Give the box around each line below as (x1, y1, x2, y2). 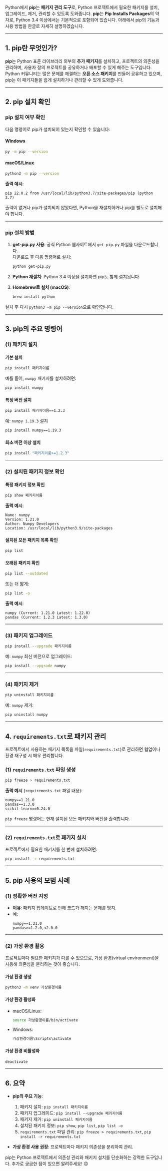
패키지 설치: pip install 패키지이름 (19, 1104, 88, 1110)
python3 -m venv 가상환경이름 (5, 985, 62, 990)
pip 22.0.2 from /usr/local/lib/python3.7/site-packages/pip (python (5, 191, 153, 196)
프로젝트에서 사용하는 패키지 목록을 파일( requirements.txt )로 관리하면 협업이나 (5, 746, 161, 752)
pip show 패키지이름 (5, 493, 43, 498)
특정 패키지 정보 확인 (5, 481, 45, 487)
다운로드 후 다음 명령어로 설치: (12, 254, 71, 260)
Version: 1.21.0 (5, 517, 39, 522)
